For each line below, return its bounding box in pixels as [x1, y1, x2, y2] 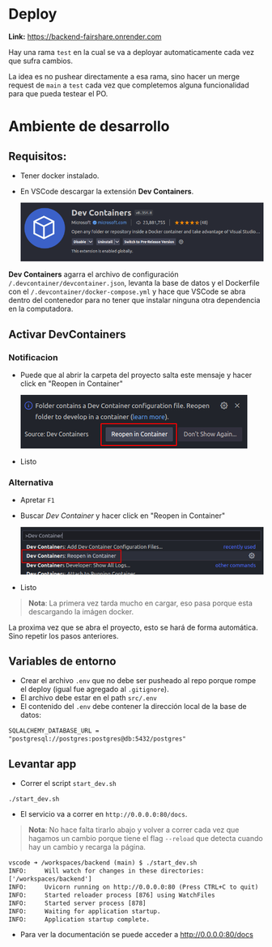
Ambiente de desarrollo [8, 117, 170, 136]
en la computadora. [8, 304, 74, 314]
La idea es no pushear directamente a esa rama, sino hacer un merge [8, 71, 240, 81]
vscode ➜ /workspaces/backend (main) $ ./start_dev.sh [8, 859, 198, 867]
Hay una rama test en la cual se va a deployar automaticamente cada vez [8, 47, 255, 57]
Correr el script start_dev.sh [19, 779, 117, 788]
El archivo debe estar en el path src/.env [19, 693, 158, 703]
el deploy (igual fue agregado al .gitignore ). [19, 685, 169, 694]
